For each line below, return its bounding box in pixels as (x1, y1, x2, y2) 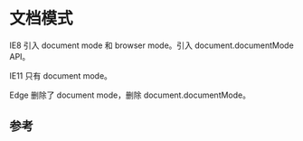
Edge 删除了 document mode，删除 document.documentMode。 (9, 89, 251, 100)
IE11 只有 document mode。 (9, 70, 113, 81)
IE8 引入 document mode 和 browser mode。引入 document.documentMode (9, 40, 294, 51)
